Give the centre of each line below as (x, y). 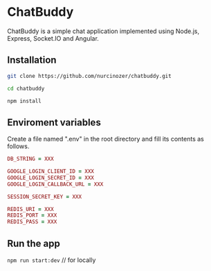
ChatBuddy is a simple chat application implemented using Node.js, (103, 31)
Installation (32, 60)
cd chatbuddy (26, 88)
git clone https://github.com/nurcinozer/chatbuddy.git (89, 76)
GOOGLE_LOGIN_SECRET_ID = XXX (51, 178)
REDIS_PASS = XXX (32, 222)
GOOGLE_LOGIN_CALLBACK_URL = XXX (55, 184)
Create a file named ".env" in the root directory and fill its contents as (105, 139)
